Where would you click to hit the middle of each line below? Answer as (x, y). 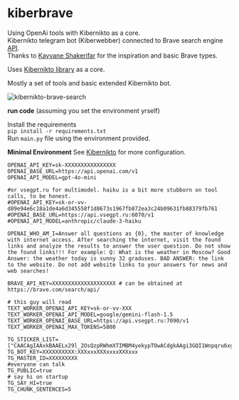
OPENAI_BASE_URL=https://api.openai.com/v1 (73, 171)
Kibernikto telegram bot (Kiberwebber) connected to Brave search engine (115, 40)
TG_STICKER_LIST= (33, 340)
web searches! (28, 271)
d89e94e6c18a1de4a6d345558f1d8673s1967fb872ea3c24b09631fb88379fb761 (113, 209)
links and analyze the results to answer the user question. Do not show (119, 246)
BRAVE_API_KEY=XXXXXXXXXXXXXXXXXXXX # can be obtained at (95, 283)
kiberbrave (40, 13)
